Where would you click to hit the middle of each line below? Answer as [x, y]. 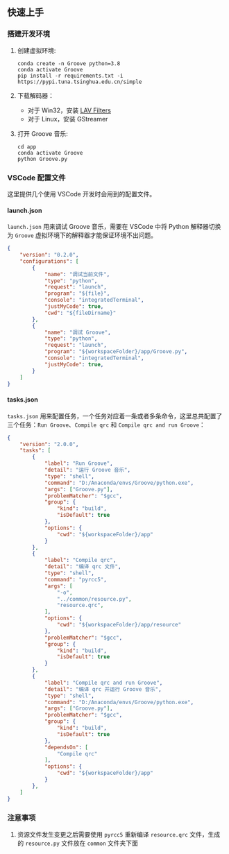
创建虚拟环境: [36, 50]
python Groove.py [42, 159]
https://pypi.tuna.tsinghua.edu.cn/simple [79, 82]
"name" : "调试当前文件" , [77, 274]
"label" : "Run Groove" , [78, 463]
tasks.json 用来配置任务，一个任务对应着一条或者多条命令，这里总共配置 [112, 416]
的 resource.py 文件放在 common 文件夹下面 [78, 843]
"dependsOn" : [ [66, 747]
